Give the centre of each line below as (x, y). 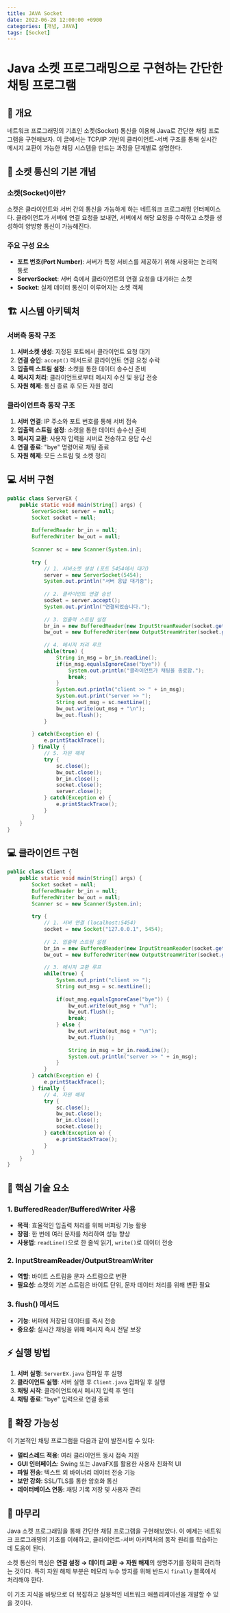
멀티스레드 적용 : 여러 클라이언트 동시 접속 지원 (78, 1455)
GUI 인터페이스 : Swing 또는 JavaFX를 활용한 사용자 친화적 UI (99, 1464)
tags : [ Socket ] (29, 33)
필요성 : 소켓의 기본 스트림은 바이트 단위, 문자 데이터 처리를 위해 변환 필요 (114, 1285)
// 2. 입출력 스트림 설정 (75, 942)
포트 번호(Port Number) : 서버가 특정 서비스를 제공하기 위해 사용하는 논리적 (117, 262)
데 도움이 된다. (26, 1548)
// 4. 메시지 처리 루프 (72, 645)
